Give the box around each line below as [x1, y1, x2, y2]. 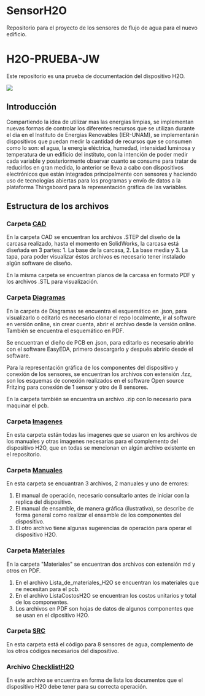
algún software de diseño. [6, 259, 72, 267]
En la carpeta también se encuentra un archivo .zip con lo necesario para [6, 395, 191, 402]
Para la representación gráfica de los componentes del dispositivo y [6, 364, 179, 371]
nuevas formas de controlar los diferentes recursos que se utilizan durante [6, 124, 195, 132]
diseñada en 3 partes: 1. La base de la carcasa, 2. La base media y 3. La [6, 246, 188, 254]
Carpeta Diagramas [6, 293, 66, 302]
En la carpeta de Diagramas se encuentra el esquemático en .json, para [6, 307, 187, 315]
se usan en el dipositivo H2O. [15, 611, 90, 619]
